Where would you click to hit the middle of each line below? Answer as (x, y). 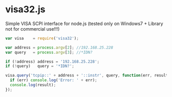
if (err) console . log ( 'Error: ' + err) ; (53, 80)
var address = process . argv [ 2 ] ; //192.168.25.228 (59, 47)
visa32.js (25, 9)
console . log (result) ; (33, 85)
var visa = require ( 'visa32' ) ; (42, 38)
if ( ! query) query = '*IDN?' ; (40, 66)
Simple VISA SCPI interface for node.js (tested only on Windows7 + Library (84, 23)
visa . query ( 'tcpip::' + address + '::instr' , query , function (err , (79, 76)
